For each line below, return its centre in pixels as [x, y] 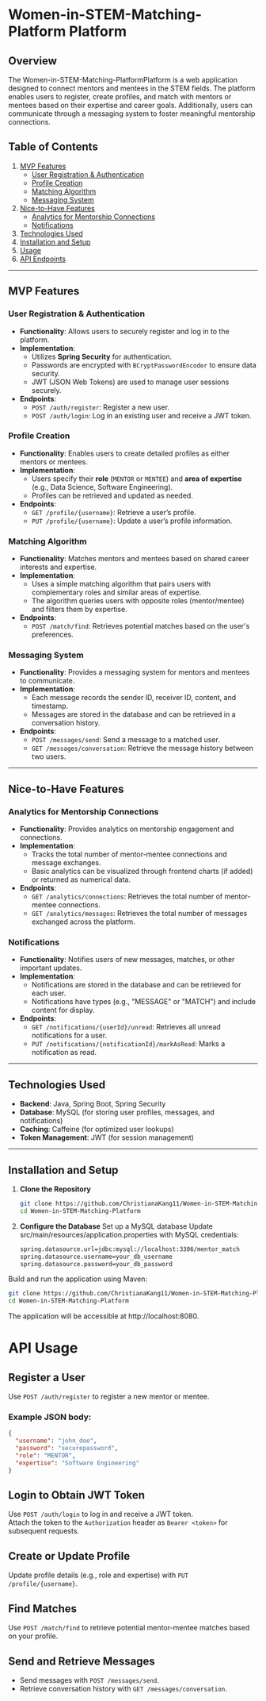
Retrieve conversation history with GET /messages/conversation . [123, 1688]
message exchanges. [66, 863]
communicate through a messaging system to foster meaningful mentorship [132, 114]
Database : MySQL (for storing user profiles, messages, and [117, 1112]
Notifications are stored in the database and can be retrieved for [136, 985]
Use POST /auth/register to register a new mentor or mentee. [109, 1397]
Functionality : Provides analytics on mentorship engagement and [127, 829]
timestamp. [50, 706]
